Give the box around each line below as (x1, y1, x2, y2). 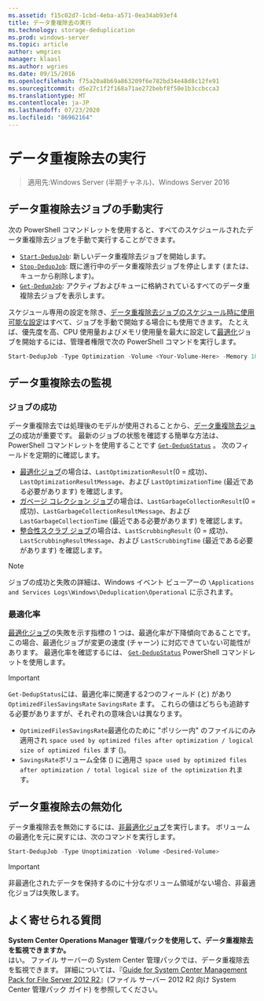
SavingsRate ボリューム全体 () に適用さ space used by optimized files (19, 755, 247, 765)
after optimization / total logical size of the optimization (19, 766, 228, 774)
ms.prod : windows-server (8, 33, 90, 42)
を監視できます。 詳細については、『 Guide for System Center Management (8, 965, 247, 974)
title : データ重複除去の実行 (8, 19, 92, 27)
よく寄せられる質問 (8, 913, 101, 926)
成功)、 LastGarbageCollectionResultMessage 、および (19, 506, 191, 516)
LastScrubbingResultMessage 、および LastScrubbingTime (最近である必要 (19, 535, 254, 546)
